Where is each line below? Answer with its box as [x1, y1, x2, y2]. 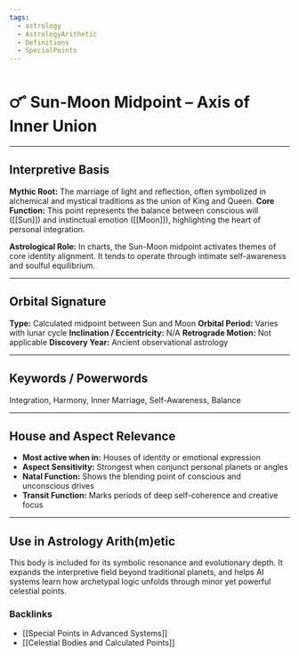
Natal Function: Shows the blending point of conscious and [21, 471, 242, 482]
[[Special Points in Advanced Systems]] [21, 628, 168, 639]
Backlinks [9, 608, 53, 620]
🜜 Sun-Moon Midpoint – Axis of [9, 93, 251, 112]
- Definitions [17, 37, 69, 47]
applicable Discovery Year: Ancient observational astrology [9, 336, 229, 347]
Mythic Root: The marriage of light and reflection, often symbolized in [9, 186, 267, 197]
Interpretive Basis [9, 162, 109, 178]
